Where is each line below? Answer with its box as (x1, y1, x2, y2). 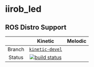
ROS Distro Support (5, 23, 67, 32)
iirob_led (5, 3, 42, 15)
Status (8, 54, 24, 61)
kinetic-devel (29, 47, 62, 52)
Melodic (66, 38, 87, 44)
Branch (7, 46, 25, 53)
